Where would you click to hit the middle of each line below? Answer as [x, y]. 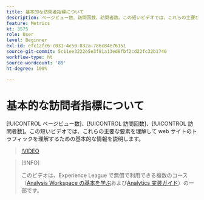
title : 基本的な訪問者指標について [45, 12]
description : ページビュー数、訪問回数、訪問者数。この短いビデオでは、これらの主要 [101, 18]
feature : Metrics [28, 23]
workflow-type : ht [29, 57]
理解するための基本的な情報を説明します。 [91, 139]
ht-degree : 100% [27, 68]
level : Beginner [27, 40]
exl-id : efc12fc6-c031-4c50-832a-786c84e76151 [66, 46]
